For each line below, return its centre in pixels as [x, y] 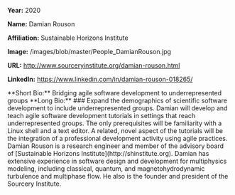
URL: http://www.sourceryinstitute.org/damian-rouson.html [94, 65]
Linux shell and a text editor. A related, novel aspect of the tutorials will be [115, 131]
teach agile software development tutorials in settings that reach [102, 116]
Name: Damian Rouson [41, 24]
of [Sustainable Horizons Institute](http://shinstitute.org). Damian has [108, 153]
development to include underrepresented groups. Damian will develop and [117, 108]
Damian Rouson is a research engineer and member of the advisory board [116, 146]
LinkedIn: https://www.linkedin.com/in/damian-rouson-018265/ [100, 79]
